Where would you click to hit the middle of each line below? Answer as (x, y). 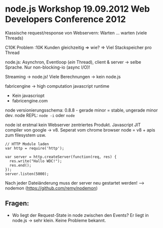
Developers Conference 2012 (65, 19)
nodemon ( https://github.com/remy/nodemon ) (51, 188)
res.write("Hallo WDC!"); (36, 161)
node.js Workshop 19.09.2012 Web (78, 9)
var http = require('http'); (35, 148)
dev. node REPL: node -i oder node (40, 115)
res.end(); (20, 165)
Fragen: (17, 203)
